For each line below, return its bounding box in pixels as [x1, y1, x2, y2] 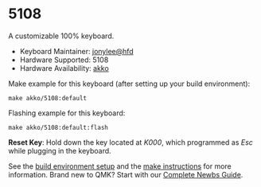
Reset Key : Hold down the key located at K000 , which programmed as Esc [8, 137, 253, 147]
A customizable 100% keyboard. [8, 31, 115, 41]
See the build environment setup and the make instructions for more [8, 161, 232, 171]
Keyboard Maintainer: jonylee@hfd [19, 46, 134, 56]
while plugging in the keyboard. [8, 146, 111, 155]
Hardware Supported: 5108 [19, 55, 109, 64]
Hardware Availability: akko [19, 63, 109, 72]
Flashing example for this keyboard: [8, 108, 126, 118]
